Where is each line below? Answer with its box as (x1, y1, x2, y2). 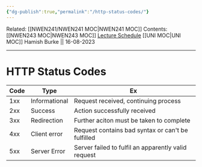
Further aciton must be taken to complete (74, 116, 191, 124)
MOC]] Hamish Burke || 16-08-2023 (6, 38, 95, 45)
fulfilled (74, 133, 96, 142)
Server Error (31, 147, 66, 155)
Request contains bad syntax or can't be (74, 126, 188, 134)
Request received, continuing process (74, 97, 182, 105)
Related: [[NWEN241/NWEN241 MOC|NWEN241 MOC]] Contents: (6, 25, 168, 32)
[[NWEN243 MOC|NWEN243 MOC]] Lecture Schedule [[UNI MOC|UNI (6, 31, 182, 39)
